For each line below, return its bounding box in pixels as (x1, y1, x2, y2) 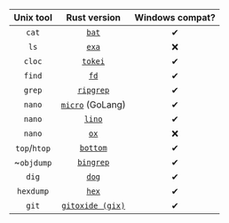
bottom (79, 143, 108, 153)
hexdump (16, 187, 50, 196)
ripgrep (76, 85, 110, 95)
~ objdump (13, 156, 52, 168)
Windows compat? (134, 12, 216, 23)
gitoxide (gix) (61, 201, 126, 211)
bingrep (76, 157, 110, 167)
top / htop (15, 142, 51, 154)
